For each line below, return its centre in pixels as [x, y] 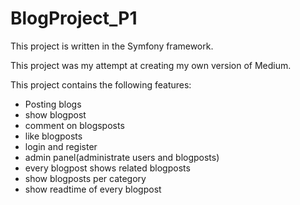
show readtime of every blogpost [93, 189]
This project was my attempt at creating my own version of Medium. [151, 65]
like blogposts [53, 136]
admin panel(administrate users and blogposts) [122, 157]
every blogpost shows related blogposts [107, 168]
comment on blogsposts [74, 125]
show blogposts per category [85, 178]
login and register [61, 146]
